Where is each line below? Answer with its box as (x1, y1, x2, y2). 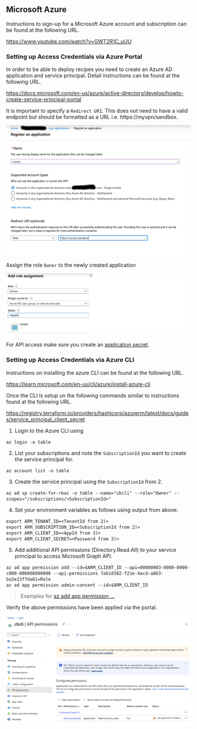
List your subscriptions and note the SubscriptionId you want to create (14, 449, 186, 456)
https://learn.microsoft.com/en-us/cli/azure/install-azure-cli (6, 381, 151, 388)
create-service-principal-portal (6, 96, 81, 103)
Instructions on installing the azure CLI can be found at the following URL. (6, 369, 184, 376)
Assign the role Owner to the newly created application (6, 262, 136, 269)
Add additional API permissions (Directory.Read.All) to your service (14, 546, 177, 553)
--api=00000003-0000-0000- (124, 564, 191, 571)
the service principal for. (14, 456, 74, 463)
